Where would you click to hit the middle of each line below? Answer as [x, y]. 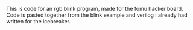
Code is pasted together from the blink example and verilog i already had [97, 15]
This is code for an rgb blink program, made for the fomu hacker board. [95, 9]
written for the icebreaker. [39, 21]
